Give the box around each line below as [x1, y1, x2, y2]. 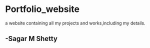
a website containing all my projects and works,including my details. [5, 20, 146, 26]
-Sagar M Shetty [5, 34, 57, 43]
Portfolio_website [5, 3, 80, 15]
